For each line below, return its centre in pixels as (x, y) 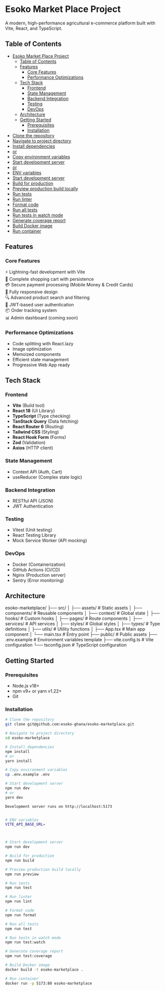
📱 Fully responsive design (32, 292)
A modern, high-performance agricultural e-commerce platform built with (80, 23)
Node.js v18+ (26, 686)
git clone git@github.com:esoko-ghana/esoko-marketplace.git (70, 725)
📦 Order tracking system (31, 310)
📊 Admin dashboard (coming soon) (42, 318)
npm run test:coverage (29, 956)
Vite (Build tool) (28, 406)
